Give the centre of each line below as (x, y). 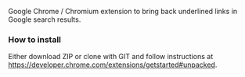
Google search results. (45, 19)
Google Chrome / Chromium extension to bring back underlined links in (123, 11)
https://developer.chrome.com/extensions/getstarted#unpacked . (113, 65)
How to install (34, 40)
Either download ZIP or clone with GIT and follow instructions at (111, 57)
